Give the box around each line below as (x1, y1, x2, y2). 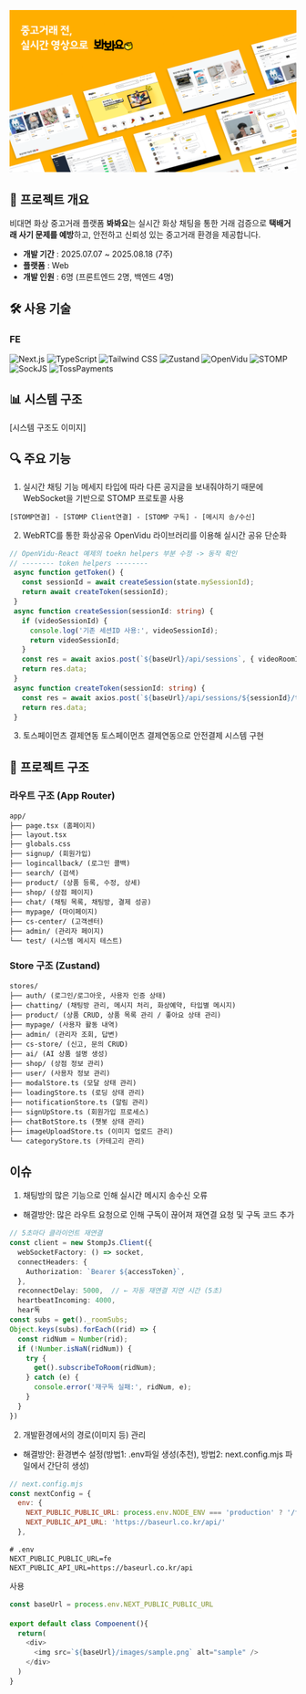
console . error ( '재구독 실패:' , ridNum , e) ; (33, 1383, 192, 1392)
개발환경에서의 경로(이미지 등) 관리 (22, 1429, 147, 1440)
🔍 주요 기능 (9, 451, 71, 466)
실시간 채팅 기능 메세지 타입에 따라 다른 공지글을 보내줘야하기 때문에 (22, 481, 264, 492)
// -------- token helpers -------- (9, 559, 148, 568)
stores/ (9, 982, 39, 991)
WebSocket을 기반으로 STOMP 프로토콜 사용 (22, 492, 185, 503)
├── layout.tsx (9, 831, 67, 840)
